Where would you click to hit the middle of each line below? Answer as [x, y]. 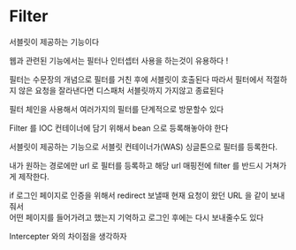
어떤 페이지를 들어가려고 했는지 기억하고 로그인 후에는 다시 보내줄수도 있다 [137, 217]
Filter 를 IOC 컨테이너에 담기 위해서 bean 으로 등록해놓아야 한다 [119, 128]
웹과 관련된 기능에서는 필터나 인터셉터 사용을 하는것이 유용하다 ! [119, 60]
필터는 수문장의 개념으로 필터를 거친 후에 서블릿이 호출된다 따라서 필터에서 [137, 79]
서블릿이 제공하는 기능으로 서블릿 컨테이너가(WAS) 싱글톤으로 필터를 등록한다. [144, 147]
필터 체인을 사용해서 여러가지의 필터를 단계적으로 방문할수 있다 [117, 109]
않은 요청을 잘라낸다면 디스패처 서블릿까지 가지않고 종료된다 [121, 90]
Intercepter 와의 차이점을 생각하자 [68, 236]
